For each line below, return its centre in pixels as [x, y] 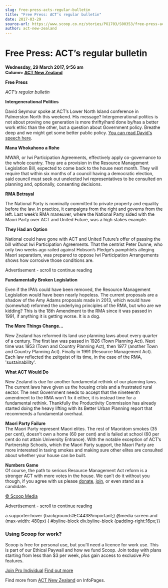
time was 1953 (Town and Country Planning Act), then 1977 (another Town [82, 346]
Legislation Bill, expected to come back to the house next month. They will [82, 168]
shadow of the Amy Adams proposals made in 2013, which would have [78, 300]
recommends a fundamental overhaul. [44, 414]
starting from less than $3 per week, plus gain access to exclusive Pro [77, 555]
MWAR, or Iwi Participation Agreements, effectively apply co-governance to [83, 158]
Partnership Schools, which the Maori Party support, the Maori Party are [79, 445]
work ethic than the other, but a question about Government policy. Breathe [83, 127]
